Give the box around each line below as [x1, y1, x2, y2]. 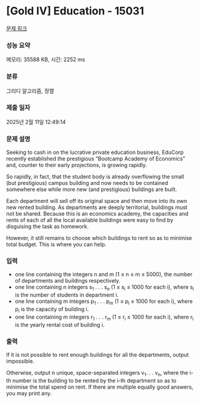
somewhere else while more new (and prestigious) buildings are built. [6, 186, 177, 193]
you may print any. [6, 389, 52, 396]
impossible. [6, 357, 35, 365]
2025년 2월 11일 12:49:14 [6, 118, 66, 125]
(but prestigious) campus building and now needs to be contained [6, 180, 168, 187]
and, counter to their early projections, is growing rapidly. [6, 162, 147, 169]
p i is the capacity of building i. [14, 305, 89, 314]
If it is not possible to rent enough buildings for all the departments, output [6, 351, 189, 358]
